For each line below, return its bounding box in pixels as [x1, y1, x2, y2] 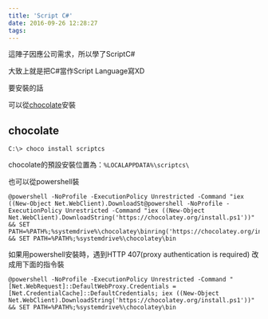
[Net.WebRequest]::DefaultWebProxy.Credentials [8, 282, 170, 291]
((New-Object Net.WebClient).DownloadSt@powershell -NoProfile [8, 200, 223, 208]
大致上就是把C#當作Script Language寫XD [8, 66, 145, 76]
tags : [8, 26, 26, 34]
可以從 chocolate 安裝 [8, 100, 76, 110]
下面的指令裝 [22, 260, 65, 270]
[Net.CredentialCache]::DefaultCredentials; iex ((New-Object [8, 289, 219, 297]
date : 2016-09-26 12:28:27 [8, 19, 98, 27]
